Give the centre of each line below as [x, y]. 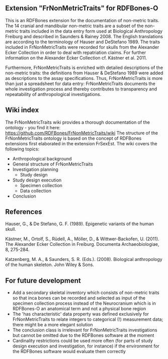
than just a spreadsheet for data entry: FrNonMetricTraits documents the [80, 83]
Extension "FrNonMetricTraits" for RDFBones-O [82, 8]
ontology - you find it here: [33, 127]
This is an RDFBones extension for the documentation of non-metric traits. [82, 20]
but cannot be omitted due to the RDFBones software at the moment [83, 335]
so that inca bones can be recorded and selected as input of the [79, 298]
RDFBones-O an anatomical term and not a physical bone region [79, 309]
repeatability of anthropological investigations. [53, 94]
